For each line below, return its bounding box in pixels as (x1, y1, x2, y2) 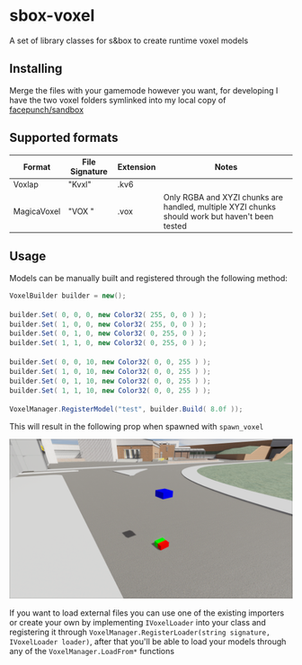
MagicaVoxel (13, 206, 61, 217)
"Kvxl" (67, 179, 92, 190)
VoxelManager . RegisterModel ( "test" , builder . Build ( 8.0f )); (9, 405, 244, 414)
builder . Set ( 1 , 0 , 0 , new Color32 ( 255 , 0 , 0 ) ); (9, 320, 208, 329)
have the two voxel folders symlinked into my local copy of (9, 94, 226, 105)
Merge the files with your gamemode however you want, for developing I (9, 84, 279, 95)
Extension (117, 161, 156, 172)
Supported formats (9, 130, 119, 146)
